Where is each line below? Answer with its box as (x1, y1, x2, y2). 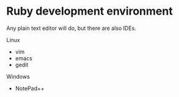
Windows (6, 73, 31, 80)
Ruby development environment (6, 4, 173, 18)
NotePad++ (15, 84, 45, 92)
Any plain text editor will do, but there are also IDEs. (6, 24, 136, 32)
